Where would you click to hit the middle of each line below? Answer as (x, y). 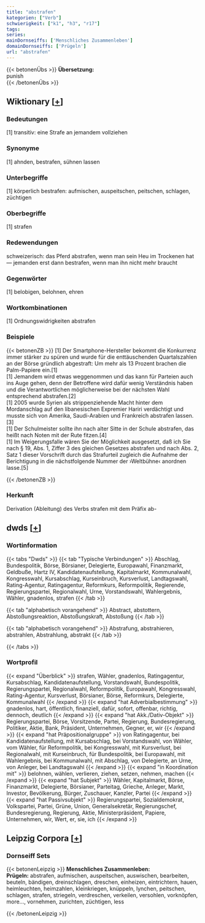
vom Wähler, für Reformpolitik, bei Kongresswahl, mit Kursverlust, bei (94, 747)
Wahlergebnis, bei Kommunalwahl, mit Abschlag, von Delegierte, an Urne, (100, 760)
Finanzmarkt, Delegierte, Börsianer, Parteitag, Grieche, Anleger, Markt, (95, 786)
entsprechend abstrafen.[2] (41, 396)
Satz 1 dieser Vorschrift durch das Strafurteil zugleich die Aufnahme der (97, 454)
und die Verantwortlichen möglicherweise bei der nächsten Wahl (88, 389)
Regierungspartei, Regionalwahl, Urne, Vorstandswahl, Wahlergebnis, (94, 591)
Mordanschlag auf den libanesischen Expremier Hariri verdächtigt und (95, 409)
